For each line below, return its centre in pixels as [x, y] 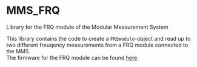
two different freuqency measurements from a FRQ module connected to [97, 45]
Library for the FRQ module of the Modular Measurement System [87, 27]
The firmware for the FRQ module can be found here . [73, 57]
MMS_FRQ [33, 10]
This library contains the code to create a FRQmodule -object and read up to [98, 38]
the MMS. [18, 51]
